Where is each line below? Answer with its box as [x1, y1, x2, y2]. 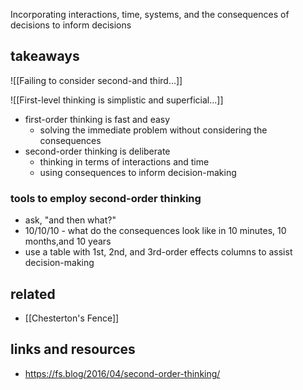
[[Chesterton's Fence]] [24, 312, 120, 324]
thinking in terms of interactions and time [39, 155, 210, 168]
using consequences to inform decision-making [39, 166, 237, 178]
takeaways [10, 48, 80, 65]
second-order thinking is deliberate [24, 145, 171, 157]
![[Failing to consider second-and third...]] [10, 74, 183, 86]
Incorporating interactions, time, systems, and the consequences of [10, 9, 290, 20]
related [10, 285, 56, 303]
